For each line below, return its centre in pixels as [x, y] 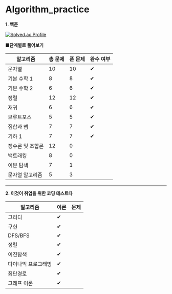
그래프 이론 [20, 283]
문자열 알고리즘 [25, 174]
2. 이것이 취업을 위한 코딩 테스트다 [39, 193]
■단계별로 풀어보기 [25, 45]
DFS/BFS [19, 236]
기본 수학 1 [20, 79]
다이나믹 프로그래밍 [30, 264]
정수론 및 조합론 [26, 146]
